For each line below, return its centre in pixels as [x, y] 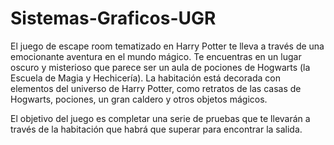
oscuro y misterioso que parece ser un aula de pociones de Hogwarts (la [160, 67]
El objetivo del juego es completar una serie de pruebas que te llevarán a [160, 118]
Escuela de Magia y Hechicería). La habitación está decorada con [145, 78]
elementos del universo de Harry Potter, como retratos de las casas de [156, 88]
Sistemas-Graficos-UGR [113, 18]
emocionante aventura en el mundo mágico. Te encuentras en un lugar [156, 56]
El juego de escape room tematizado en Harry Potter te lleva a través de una [167, 46]
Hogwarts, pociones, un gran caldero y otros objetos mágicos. [139, 99]
